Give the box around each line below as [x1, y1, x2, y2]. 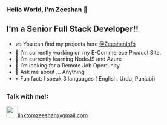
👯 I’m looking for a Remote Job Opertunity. [15, 61, 122, 69]
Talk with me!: [6, 92, 49, 100]
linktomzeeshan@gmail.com [18, 112, 88, 119]
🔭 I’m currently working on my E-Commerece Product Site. [15, 49, 162, 56]
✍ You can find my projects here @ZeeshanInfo [15, 40, 136, 47]
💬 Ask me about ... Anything [15, 68, 85, 75]
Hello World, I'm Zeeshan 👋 [6, 5, 88, 14]
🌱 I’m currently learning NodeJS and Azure [15, 55, 122, 62]
